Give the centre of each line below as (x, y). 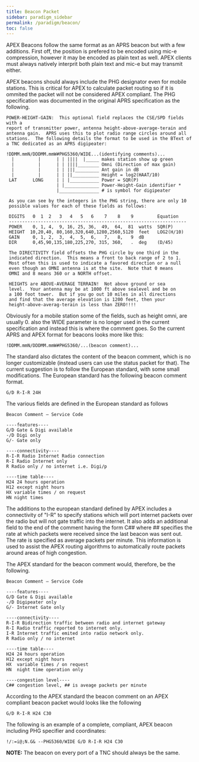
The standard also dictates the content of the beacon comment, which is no (99, 357)
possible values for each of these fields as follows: (78, 206)
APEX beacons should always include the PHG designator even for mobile (96, 82)
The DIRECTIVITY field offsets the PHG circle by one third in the (94, 253)
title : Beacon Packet (33, 12)
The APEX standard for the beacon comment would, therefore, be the (91, 564)
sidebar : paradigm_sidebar (39, 17)
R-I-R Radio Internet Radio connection (55, 456)
